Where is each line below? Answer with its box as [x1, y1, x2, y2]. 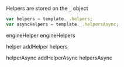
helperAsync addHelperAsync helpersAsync [6, 54, 113, 61]
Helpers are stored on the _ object [6, 5, 89, 12]
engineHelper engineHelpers [6, 32, 75, 39]
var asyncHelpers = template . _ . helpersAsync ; [6, 21, 119, 27]
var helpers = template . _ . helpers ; [6, 16, 93, 22]
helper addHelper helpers [6, 43, 68, 50]
